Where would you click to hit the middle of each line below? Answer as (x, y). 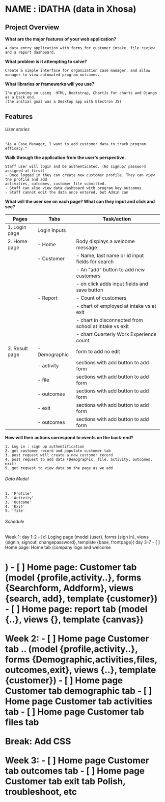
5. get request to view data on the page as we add (59, 468)
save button (90, 290)
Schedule (15, 522)
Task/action (117, 219)
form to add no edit (98, 352)
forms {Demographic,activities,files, (81, 659)
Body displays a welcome (105, 241)
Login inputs (52, 230)
